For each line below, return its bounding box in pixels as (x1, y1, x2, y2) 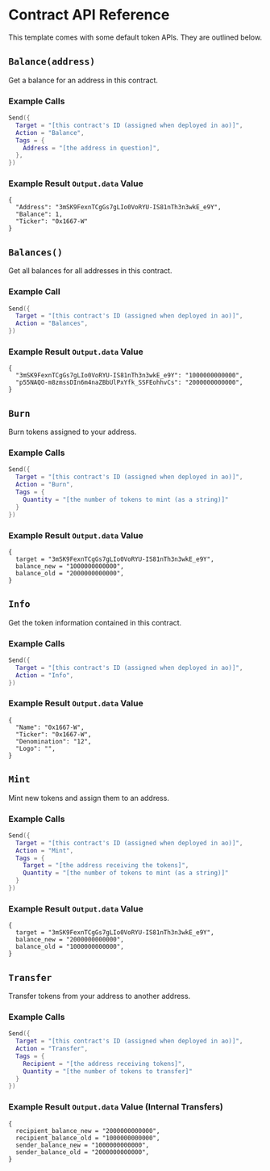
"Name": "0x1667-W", (15, 723, 85, 731)
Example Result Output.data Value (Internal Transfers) (8, 1101, 223, 1113)
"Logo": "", (15, 744, 56, 752)
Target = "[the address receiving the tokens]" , (23, 861, 189, 870)
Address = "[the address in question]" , (23, 144, 160, 152)
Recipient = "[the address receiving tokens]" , (23, 1059, 185, 1068)
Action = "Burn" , (15, 481, 74, 489)
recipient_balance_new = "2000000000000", (15, 1127, 160, 1135)
